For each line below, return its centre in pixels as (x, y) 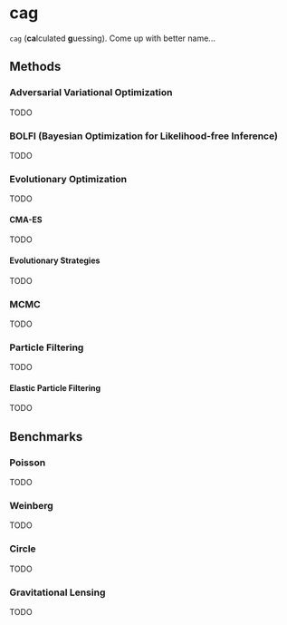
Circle (23, 549)
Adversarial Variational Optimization (91, 93)
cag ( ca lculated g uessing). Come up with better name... (112, 38)
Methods (35, 67)
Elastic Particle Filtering (55, 387)
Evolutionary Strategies (55, 260)
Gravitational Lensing (57, 592)
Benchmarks (46, 437)
